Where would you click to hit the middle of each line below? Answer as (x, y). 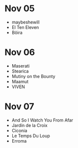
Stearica (20, 71)
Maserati (21, 66)
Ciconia (19, 130)
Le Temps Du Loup (31, 136)
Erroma (19, 141)
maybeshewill (26, 22)
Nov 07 (20, 107)
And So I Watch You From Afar (42, 120)
